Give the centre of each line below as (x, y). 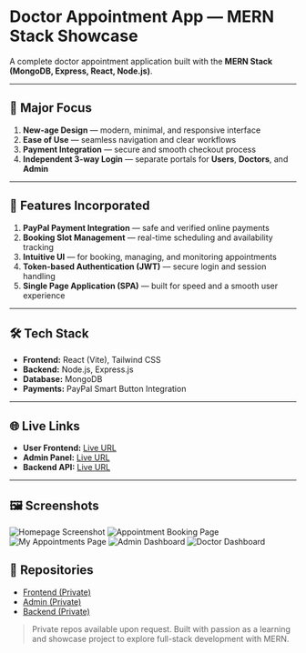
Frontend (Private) (56, 592)
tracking (38, 246)
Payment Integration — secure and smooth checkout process (139, 149)
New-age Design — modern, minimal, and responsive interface (142, 130)
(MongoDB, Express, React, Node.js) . (81, 71)
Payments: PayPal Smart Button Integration (104, 389)
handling (39, 276)
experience (44, 295)
